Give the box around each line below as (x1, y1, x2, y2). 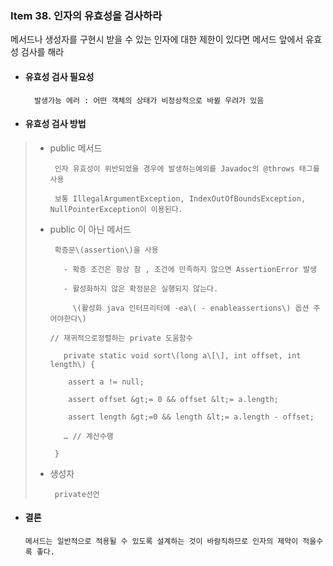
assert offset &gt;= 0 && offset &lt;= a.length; (68, 394, 279, 404)
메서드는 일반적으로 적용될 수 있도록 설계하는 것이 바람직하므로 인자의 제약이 (24, 536, 299, 546)
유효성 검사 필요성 (24, 70, 95, 82)
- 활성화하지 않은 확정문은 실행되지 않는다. (63, 283, 219, 294)
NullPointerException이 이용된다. (49, 204, 183, 214)
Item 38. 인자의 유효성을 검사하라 (10, 8, 163, 22)
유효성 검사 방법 (24, 118, 87, 130)
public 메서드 (49, 142, 103, 154)
